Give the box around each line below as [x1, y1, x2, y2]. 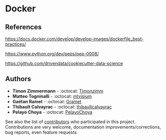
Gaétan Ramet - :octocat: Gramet [12, 98, 82, 104]
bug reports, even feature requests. [5, 129, 78, 135]
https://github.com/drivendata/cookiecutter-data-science [5, 61, 123, 66]
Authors [5, 75, 31, 83]
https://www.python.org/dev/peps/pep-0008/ [5, 51, 99, 57]
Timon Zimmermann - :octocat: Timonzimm [12, 88, 104, 94]
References [5, 23, 42, 31]
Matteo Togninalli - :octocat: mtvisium [12, 93, 92, 99]
